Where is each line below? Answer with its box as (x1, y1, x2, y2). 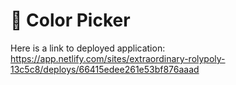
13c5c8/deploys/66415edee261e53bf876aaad (10, 63, 200, 75)
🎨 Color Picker (10, 9, 131, 32)
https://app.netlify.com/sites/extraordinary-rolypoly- (10, 52, 226, 64)
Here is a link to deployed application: (10, 42, 166, 54)
